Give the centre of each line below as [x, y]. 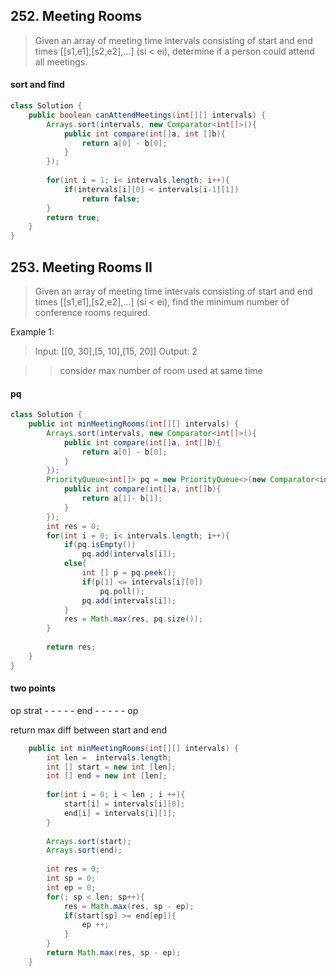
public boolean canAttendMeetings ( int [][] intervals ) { [147, 115]
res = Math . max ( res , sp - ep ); [129, 906]
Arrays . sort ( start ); [89, 841]
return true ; [73, 217]
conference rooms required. [92, 312]
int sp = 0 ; [71, 879]
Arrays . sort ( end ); [84, 850]
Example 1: [32, 331]
